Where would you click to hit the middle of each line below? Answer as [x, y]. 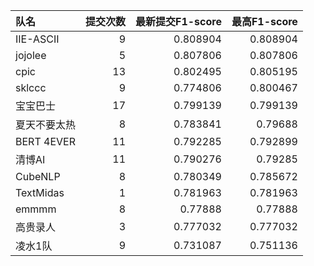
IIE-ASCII [37, 39]
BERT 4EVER [45, 141]
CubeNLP [38, 176]
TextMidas [40, 192]
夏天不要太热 [46, 124]
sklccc [31, 87]
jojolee [31, 55]
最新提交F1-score [178, 21]
